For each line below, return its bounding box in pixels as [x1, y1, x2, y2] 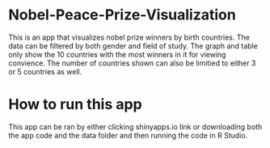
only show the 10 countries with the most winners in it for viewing [8, 49, 226, 59]
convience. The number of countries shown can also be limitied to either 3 [8, 58, 256, 68]
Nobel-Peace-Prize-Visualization [8, 6, 236, 24]
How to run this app [8, 95, 143, 114]
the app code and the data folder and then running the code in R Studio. [8, 130, 248, 140]
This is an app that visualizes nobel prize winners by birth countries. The [8, 32, 251, 42]
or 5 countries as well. [8, 66, 82, 76]
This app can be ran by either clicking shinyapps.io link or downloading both [8, 121, 263, 131]
